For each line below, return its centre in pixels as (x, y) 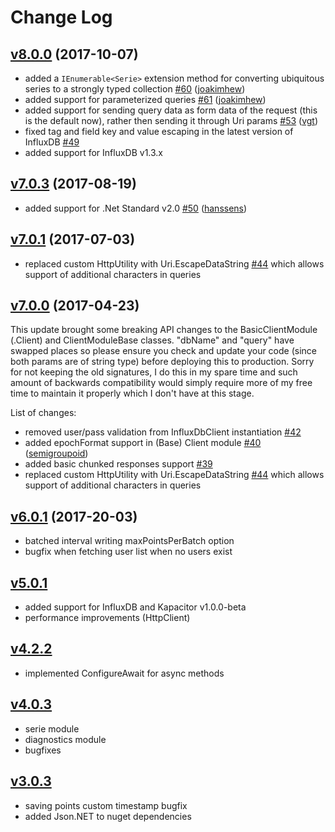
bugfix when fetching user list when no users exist (128, 552)
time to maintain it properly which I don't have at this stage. (132, 393)
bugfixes (43, 750)
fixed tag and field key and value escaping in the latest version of (159, 131)
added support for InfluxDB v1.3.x (94, 152)
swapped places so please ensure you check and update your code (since (163, 351)
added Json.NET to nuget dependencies (108, 816)
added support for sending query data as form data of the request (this (171, 110)
